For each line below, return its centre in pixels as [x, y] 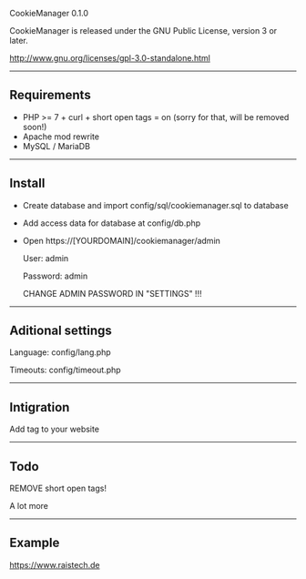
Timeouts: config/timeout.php [65, 370]
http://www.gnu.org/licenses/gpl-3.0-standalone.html [110, 58]
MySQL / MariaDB [56, 146]
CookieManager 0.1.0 [49, 13]
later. [19, 41]
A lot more [29, 506]
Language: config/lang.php [60, 352]
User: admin [46, 258]
